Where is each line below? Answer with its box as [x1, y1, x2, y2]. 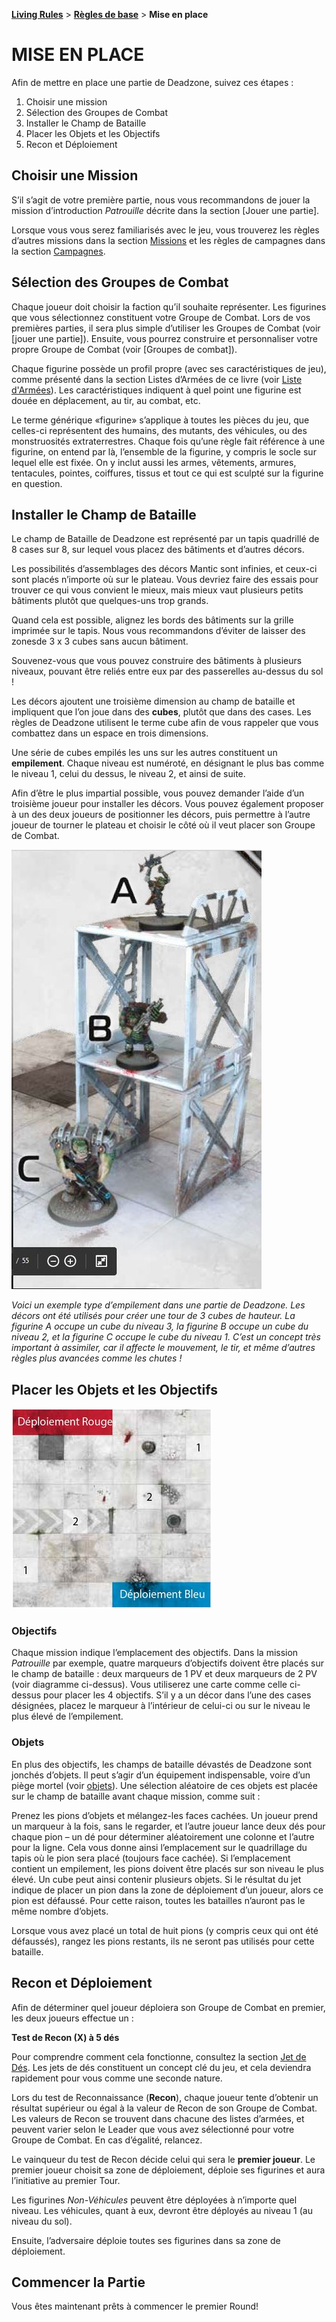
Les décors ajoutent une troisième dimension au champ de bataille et [11, 695, 296, 708]
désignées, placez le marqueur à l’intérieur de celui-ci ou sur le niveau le [11, 1700, 311, 1712]
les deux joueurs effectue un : [11, 2012, 134, 2024]
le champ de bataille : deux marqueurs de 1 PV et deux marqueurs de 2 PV [11, 1668, 318, 1680]
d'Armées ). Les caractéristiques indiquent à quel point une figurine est [11, 384, 302, 396]
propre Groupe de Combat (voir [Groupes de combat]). [11, 343, 238, 355]
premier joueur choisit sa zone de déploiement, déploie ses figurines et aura [11, 2164, 326, 2176]
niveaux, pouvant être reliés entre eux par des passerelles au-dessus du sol [11, 665, 324, 678]
